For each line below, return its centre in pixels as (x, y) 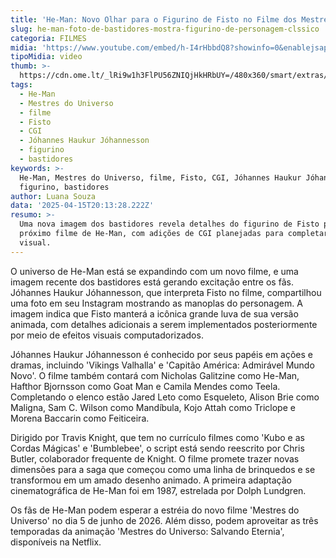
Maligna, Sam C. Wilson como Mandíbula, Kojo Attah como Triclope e (153, 407)
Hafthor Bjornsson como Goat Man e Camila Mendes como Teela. (145, 386)
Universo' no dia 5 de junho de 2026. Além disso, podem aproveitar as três (164, 520)
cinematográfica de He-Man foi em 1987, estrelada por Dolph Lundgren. (158, 490)
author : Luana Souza (53, 196)
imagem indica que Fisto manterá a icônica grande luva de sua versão (154, 313)
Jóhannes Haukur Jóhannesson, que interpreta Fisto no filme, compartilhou (166, 292)
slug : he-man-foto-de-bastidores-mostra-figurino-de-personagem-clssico (165, 29)
